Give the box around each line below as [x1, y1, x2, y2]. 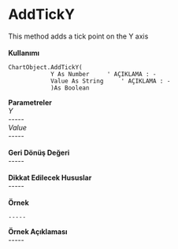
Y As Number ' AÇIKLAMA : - [50, 70, 157, 78]
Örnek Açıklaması [8, 226, 68, 236]
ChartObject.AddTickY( [8, 63, 83, 71]
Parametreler [8, 97, 53, 107]
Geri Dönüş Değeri [8, 148, 70, 157]
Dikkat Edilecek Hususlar [8, 173, 92, 182]
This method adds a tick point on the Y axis [8, 31, 149, 41]
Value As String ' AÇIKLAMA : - [50, 77, 171, 85]
